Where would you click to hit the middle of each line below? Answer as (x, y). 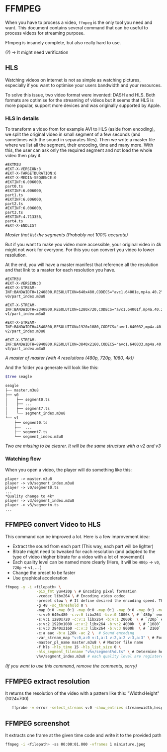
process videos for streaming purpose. (45, 33)
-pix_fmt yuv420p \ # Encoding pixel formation (86, 592)
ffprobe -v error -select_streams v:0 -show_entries (67, 708)
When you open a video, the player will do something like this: (69, 470)
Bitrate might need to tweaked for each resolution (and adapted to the (84, 551)
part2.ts (14, 204)
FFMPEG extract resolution (48, 681)
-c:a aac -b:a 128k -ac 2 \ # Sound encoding (85, 633)
